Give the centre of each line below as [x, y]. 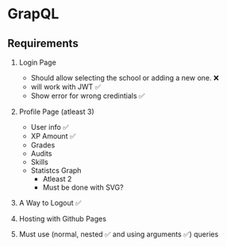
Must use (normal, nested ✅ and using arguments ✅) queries [119, 234]
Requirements [43, 43]
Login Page [37, 62]
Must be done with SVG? [83, 187]
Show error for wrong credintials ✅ [88, 96]
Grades [43, 145]
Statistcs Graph [56, 171]
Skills [39, 162]
